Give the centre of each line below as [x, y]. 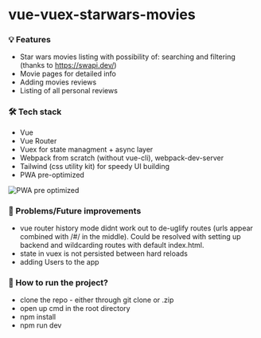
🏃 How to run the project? [58, 283]
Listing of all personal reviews [68, 91]
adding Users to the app [59, 262]
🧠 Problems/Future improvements [75, 210]
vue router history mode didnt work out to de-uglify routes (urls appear [136, 228]
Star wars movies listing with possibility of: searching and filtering [128, 57]
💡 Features [30, 40]
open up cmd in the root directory [75, 309]
